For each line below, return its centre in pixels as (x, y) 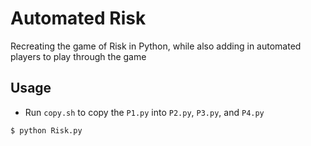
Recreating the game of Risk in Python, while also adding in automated (156, 46)
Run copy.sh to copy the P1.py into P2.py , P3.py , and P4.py (144, 112)
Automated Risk (78, 18)
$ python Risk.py (46, 130)
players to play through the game (78, 56)
